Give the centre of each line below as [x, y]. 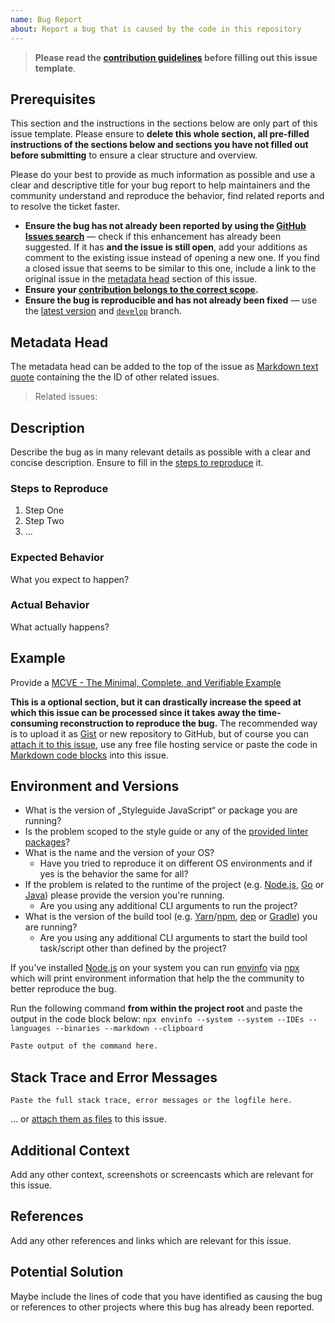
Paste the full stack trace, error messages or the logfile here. [151, 1101]
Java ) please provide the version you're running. [124, 895]
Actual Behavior [50, 605]
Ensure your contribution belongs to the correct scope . [141, 290]
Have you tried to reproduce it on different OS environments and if [176, 863]
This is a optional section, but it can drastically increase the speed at [156, 702]
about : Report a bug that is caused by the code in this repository [156, 29]
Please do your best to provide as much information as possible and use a [163, 175]
